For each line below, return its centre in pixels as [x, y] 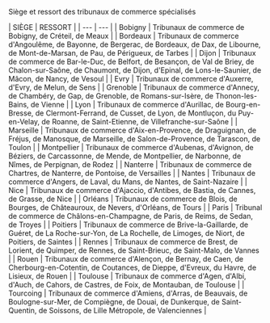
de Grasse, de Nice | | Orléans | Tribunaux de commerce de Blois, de [123, 199]
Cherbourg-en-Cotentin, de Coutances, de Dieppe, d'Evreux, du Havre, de [133, 267]
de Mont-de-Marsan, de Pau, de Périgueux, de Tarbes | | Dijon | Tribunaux [132, 53]
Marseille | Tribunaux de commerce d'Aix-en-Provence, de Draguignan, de [133, 130]
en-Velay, [24, 122]
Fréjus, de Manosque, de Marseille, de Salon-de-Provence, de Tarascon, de [135, 139]
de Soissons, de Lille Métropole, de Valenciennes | [122, 310]
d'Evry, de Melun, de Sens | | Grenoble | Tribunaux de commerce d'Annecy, [134, 87]
